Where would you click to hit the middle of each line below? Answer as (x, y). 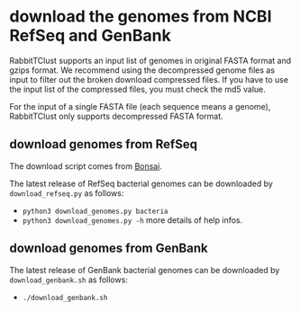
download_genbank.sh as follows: (69, 280)
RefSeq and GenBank (90, 36)
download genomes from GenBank (109, 249)
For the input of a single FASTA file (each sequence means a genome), (140, 106)
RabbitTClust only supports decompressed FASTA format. (116, 116)
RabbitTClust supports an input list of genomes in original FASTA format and (150, 60)
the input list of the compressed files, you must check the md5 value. (137, 89)
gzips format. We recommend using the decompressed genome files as (142, 70)
